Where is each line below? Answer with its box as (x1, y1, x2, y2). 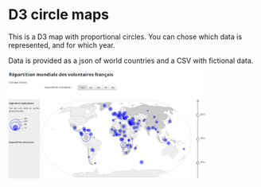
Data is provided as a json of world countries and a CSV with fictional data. (8, 56, 254, 65)
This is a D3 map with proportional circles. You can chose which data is (8, 32, 243, 41)
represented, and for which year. (8, 40, 115, 49)
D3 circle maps (8, 6, 110, 24)
